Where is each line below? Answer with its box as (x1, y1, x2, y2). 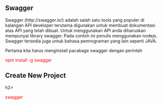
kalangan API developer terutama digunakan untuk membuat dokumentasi (5, 22, 156, 28)
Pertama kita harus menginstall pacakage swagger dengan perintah (5, 47, 143, 53)
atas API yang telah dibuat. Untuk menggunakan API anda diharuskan (5, 27, 146, 34)
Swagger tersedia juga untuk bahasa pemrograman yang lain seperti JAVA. (5, 38, 158, 44)
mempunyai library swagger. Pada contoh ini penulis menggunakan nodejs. (5, 33, 158, 38)
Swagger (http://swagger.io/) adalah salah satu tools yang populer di (5, 17, 144, 23)
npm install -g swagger (5, 57, 52, 63)
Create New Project (5, 71, 66, 80)
